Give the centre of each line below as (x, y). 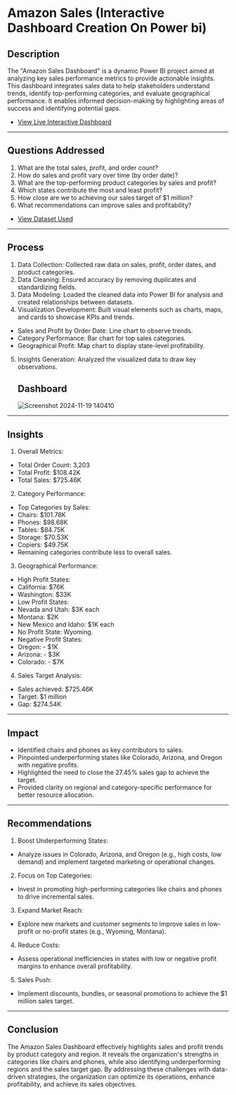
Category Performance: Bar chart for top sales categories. (101, 338)
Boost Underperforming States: (63, 841)
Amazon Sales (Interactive (86, 13)
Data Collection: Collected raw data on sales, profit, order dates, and (117, 264)
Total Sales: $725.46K (50, 480)
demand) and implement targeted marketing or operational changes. (116, 862)
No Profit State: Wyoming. (55, 632)
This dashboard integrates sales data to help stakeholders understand (109, 86)
